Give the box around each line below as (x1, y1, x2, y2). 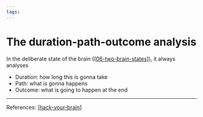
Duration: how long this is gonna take (14, 73, 108, 81)
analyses (6, 61, 29, 69)
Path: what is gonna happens (14, 79, 88, 87)
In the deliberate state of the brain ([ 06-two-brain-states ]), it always (6, 55, 176, 62)
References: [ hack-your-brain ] (6, 104, 82, 111)
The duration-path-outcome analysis (6, 35, 197, 48)
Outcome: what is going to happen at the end (14, 86, 128, 93)
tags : (6, 8, 20, 15)
